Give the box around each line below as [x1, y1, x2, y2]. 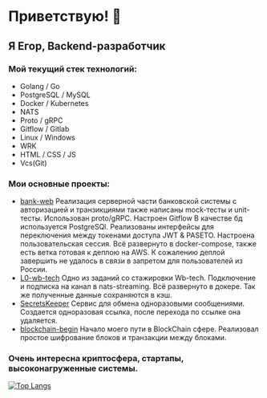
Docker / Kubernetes [19, 98, 89, 108]
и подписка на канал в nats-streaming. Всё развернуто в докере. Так [19, 282, 256, 291]
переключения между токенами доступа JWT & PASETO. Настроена [19, 230, 255, 240]
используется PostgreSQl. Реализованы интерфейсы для [19, 222, 215, 232]
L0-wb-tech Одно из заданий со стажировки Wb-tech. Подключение [19, 273, 257, 283]
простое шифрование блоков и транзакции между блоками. [19, 333, 227, 343]
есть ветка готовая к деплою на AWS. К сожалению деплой [19, 248, 225, 258]
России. [19, 265, 48, 274]
